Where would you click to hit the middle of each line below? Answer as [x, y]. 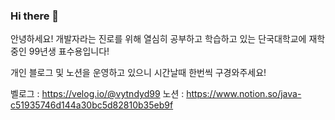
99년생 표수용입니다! [69, 51]
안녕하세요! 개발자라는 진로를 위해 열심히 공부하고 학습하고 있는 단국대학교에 [158, 39]
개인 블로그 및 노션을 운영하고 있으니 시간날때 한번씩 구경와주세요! [138, 73]
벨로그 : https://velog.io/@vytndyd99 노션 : [97, 94]
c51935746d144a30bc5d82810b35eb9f [92, 105]
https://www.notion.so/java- [244, 94]
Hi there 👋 [35, 16]
